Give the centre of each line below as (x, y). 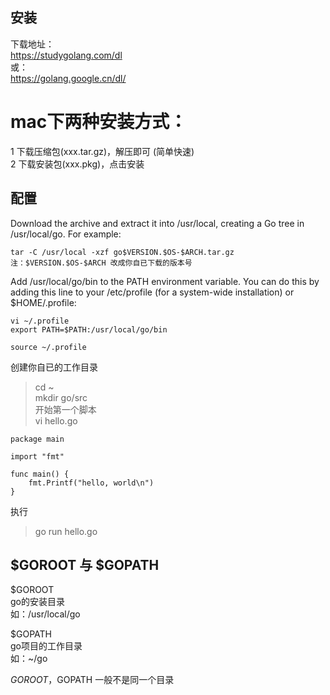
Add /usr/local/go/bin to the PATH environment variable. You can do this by (165, 281)
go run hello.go (66, 531)
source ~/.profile (48, 347)
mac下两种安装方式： (99, 122)
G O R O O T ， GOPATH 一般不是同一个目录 (92, 680)
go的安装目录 (37, 602)
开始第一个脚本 (65, 409)
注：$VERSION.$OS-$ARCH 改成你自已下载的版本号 (101, 263)
